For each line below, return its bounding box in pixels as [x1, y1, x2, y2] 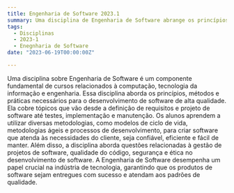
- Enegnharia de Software [13, 43, 89, 49]
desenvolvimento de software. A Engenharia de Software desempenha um [7, 155, 221, 164]
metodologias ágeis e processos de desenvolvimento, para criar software [7, 126, 218, 134]
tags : [7, 23, 23, 30]
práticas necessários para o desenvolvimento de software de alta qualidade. [7, 96, 226, 105]
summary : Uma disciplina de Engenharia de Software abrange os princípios [7, 17, 229, 24]
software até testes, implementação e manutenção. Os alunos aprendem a [7, 111, 221, 119]
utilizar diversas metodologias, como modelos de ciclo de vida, [7, 118, 188, 127]
